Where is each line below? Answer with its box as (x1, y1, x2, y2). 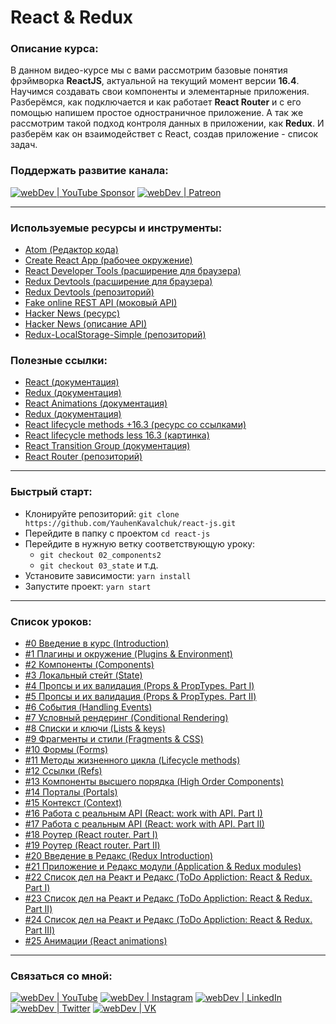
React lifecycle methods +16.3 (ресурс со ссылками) (24, 419, 247, 431)
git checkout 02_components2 (39, 550, 162, 560)
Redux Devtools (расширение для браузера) (24, 276, 213, 288)
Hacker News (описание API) (24, 318, 148, 330)
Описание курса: (10, 42, 99, 56)
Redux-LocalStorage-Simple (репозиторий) (24, 329, 207, 341)
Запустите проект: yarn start (24, 580, 152, 592)
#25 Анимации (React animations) (24, 934, 168, 946)
